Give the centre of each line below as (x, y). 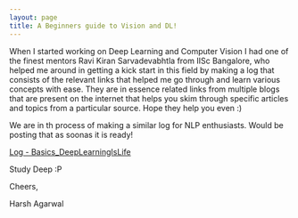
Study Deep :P (36, 169)
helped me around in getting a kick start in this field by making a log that (142, 70)
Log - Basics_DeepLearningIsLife (70, 151)
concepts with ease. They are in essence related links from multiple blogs (145, 89)
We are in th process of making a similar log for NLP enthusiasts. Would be (146, 125)
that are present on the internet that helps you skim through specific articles (149, 98)
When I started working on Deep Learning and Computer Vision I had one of (149, 51)
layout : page (33, 17)
